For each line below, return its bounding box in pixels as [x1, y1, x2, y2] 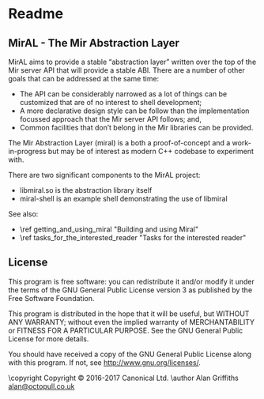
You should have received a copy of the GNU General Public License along [8, 349, 251, 359]
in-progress [8, 147, 47, 156]
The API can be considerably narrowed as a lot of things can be [19, 89, 228, 99]
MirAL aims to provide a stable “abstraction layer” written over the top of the [8, 57, 257, 66]
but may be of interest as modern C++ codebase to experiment [47, 147, 255, 156]
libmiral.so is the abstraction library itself [19, 186, 153, 194]
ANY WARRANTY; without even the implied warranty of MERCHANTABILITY [8, 317, 255, 326]
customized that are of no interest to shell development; [19, 98, 202, 107]
